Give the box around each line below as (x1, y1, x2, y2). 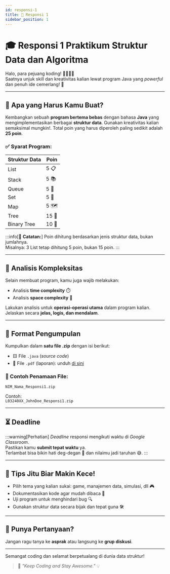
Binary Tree (8, 221, 35, 228)
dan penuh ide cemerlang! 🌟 (5, 82, 64, 88)
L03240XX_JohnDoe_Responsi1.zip (5, 399, 73, 404)
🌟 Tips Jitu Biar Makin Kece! (5, 469, 95, 478)
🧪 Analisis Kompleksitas (5, 264, 83, 273)
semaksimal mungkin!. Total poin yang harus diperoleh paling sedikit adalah (5, 125, 163, 131)
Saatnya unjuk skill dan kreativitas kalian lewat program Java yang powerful (5, 76, 163, 82)
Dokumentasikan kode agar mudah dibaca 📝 (12, 490, 105, 496)
